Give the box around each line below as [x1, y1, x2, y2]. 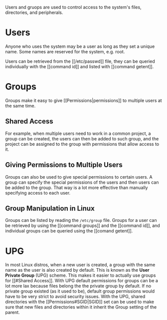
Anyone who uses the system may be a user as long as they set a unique [5, 43, 155, 49]
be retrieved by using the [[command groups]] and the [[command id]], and [5, 222, 161, 228]
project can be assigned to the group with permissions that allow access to [5, 141, 160, 147]
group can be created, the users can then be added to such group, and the [5, 135, 159, 141]
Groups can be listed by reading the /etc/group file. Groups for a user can [5, 217, 157, 223]
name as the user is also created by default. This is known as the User [5, 267, 150, 273]
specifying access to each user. [5, 190, 71, 196]
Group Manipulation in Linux [5, 204, 95, 213]
